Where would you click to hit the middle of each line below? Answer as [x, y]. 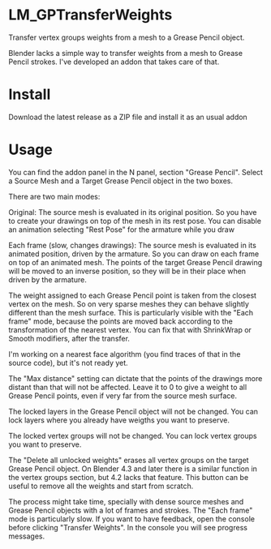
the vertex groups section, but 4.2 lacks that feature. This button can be [129, 477]
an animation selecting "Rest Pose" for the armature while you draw [122, 229]
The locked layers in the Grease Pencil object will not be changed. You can [133, 411]
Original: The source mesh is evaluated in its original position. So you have [133, 212]
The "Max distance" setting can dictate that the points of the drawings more [135, 378]
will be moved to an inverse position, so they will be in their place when [127, 271]
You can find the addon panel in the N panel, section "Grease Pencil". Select [136, 172]
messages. [27, 536]
